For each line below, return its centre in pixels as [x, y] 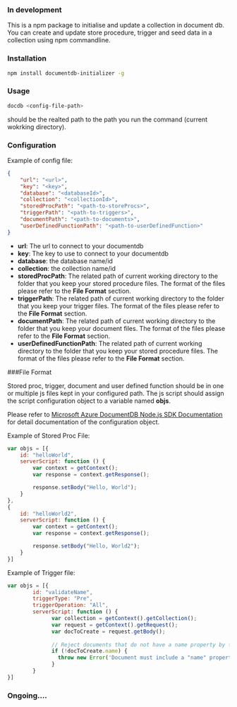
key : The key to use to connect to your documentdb [93, 253]
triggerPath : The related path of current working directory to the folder [121, 298]
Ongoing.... [27, 695]
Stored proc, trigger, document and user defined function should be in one [116, 385]
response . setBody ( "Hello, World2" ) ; [86, 546]
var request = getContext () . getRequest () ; [115, 625]
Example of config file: [40, 160]
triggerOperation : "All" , [71, 605]
